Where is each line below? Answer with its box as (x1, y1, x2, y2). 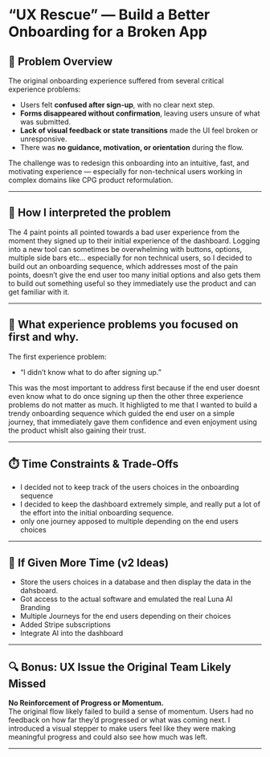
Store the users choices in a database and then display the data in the (19, 577, 252, 587)
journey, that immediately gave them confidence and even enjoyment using (8, 417, 257, 426)
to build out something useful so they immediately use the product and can (8, 279, 257, 288)
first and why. (8, 331, 80, 344)
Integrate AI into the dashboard (19, 629, 124, 638)
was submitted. (19, 117, 72, 126)
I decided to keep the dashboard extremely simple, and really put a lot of (19, 499, 261, 509)
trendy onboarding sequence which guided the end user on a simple (8, 408, 235, 418)
